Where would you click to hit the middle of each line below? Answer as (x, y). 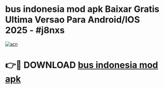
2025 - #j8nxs (35, 30)
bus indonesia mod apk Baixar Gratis (82, 9)
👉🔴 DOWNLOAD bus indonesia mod (82, 65)
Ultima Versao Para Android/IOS (73, 20)
